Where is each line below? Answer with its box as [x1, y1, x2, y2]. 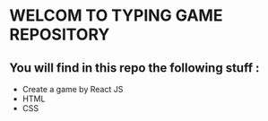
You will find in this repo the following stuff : [9, 60, 260, 75]
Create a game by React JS [22, 84, 124, 94]
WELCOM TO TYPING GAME [9, 5, 223, 26]
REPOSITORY [9, 24, 110, 45]
